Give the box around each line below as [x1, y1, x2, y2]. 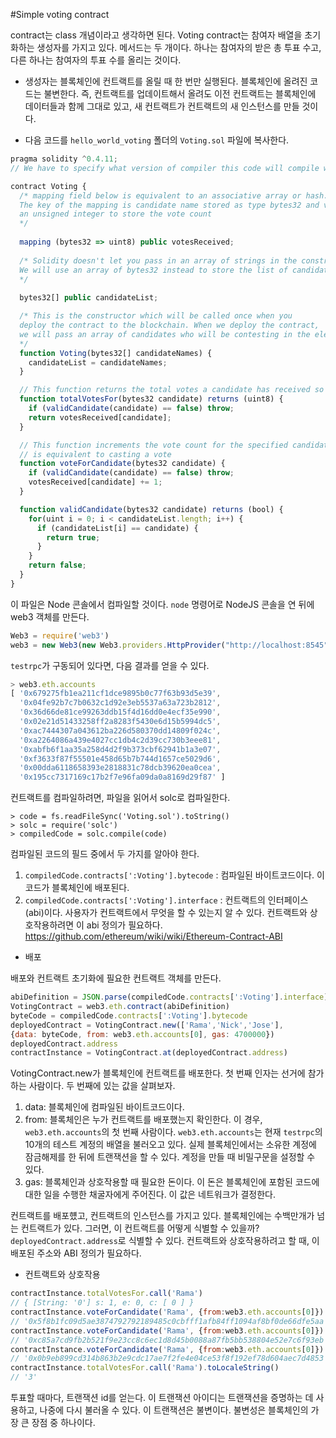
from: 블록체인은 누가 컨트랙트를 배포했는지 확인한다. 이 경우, [24, 1114, 263, 1126]
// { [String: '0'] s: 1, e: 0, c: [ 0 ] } [10, 1298, 195, 1308]
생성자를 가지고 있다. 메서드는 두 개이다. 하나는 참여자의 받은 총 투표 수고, [36, 42, 322, 53]
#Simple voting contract [10, 9, 110, 20]
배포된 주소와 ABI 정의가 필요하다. [10, 1247, 142, 1259]
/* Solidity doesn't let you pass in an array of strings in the [19, 255, 298, 266]
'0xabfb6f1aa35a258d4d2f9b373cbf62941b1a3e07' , [19, 744, 222, 754]
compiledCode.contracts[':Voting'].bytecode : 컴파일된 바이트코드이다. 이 [24, 869, 325, 881]
